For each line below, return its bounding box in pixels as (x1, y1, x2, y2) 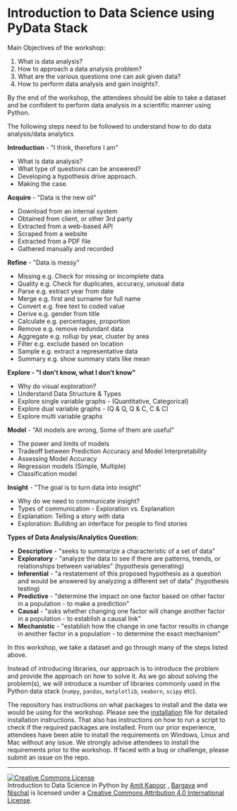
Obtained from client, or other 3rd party (17, 214, 133, 223)
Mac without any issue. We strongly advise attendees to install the (7, 737, 200, 747)
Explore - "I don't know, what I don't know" (7, 368, 136, 376)
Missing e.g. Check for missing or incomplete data (17, 272, 164, 280)
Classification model (17, 469, 78, 478)
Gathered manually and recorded (17, 244, 114, 252)
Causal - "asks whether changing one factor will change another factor (17, 607, 226, 615)
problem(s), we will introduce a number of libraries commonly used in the (7, 679, 221, 687)
